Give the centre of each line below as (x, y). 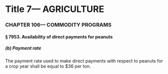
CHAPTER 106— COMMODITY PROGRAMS (58, 25)
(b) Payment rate (23, 48)
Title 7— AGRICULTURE (55, 9)
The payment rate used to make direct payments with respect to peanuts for (84, 60)
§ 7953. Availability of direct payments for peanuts (59, 36)
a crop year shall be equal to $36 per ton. (48, 66)
